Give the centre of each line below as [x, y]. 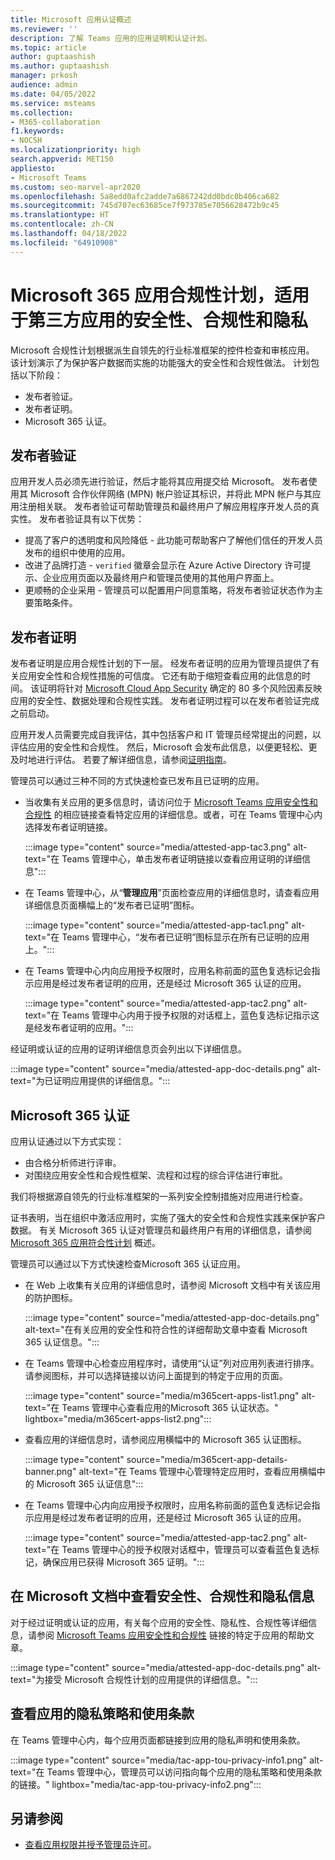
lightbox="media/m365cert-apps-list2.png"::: [118, 1419]
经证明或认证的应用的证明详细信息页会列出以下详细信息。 [128, 1049]
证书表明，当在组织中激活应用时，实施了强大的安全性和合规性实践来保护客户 [168, 1217]
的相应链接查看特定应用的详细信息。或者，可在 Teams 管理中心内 [188, 815]
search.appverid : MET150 [62, 159]
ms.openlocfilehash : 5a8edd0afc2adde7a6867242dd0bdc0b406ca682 [145, 196]
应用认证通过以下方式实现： [67, 1141]
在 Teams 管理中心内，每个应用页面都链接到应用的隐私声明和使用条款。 [158, 1740]
